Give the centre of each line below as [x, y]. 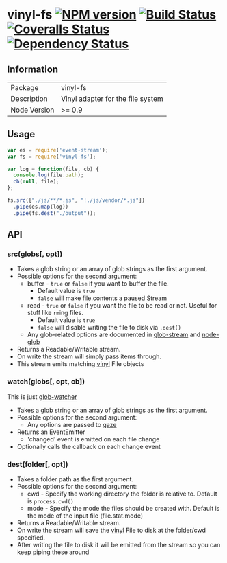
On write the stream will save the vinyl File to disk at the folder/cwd [111, 530]
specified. [31, 537]
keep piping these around [53, 552]
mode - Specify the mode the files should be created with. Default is [123, 508]
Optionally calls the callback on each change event [89, 446]
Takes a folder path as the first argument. [75, 479]
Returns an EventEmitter [51, 432]
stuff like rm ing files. [55, 313]
